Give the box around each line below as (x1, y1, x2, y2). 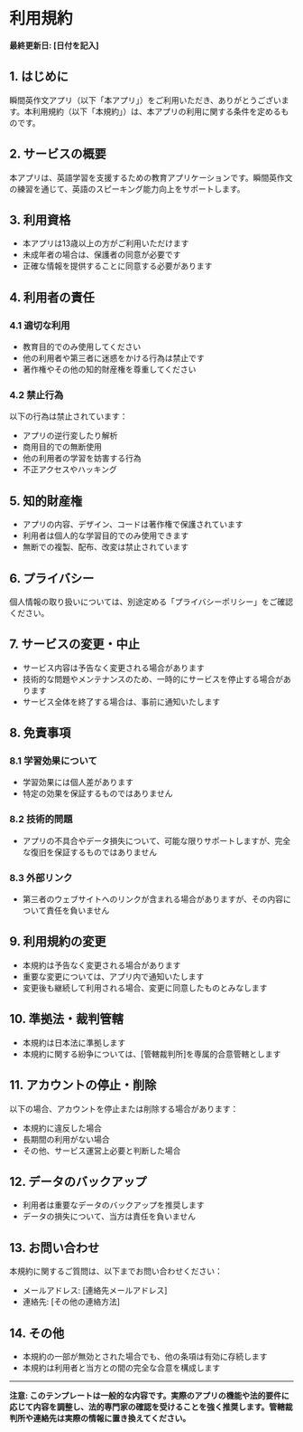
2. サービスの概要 (9, 147, 106, 162)
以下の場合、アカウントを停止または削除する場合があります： (9, 1103, 239, 1114)
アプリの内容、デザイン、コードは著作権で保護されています (22, 519, 243, 530)
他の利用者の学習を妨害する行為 (22, 453, 142, 464)
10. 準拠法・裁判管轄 (9, 1011, 124, 1027)
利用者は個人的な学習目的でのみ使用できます (22, 530, 189, 541)
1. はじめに (9, 69, 69, 84)
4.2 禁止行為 (9, 388, 64, 401)
